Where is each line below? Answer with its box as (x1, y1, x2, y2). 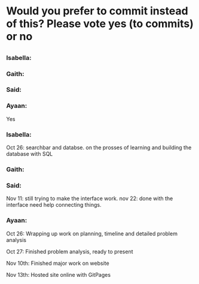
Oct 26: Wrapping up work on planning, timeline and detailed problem (6, 229, 178, 237)
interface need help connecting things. (6, 201, 102, 209)
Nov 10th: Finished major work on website (6, 259, 109, 267)
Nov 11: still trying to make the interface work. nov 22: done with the (6, 195, 173, 202)
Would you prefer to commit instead (6, 4, 188, 18)
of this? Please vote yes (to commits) (6, 17, 194, 31)
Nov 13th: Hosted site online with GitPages (6, 271, 111, 278)
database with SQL (6, 150, 53, 158)
